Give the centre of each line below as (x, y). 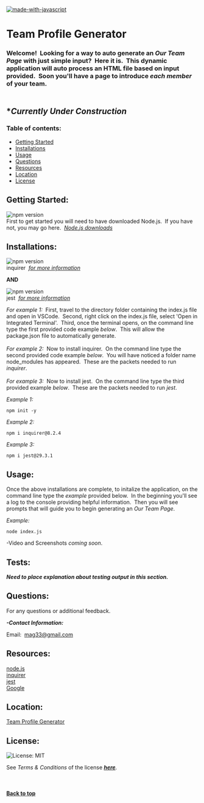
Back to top (21, 793)
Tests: (18, 562)
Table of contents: (34, 128)
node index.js (24, 532)
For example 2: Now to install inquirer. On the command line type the (94, 349)
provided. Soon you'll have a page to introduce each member (99, 76)
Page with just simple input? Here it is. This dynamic (87, 61)
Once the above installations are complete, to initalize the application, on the (102, 489)
